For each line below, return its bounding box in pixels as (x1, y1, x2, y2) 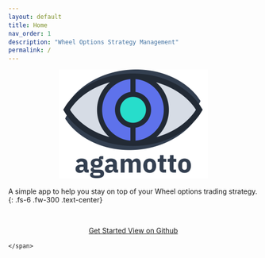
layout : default (8, 13, 62, 21)
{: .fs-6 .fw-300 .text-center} (8, 195, 103, 205)
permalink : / (8, 46, 52, 55)
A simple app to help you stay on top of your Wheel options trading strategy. (8, 187, 258, 196)
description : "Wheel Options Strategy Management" (8, 38, 179, 46)
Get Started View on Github (88, 226, 179, 236)
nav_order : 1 (8, 29, 52, 37)
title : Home (8, 21, 48, 29)
